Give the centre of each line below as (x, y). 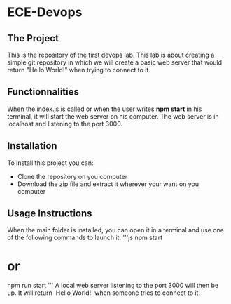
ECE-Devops (45, 12)
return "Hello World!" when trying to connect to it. (79, 70)
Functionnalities (43, 92)
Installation (32, 146)
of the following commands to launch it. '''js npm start (85, 238)
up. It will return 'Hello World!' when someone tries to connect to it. (104, 293)
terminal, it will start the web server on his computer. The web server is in (113, 116)
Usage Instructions (50, 214)
